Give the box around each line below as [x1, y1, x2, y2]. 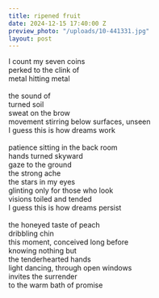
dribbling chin [8, 228, 55, 239]
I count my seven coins [8, 57, 86, 66]
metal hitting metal [8, 74, 70, 83]
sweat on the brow [8, 109, 71, 118]
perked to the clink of [8, 66, 80, 75]
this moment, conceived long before [8, 237, 129, 247]
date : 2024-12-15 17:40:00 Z [8, 19, 107, 28]
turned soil [8, 100, 44, 109]
